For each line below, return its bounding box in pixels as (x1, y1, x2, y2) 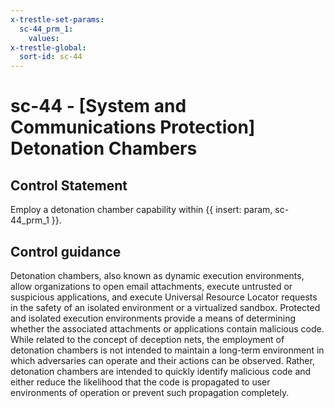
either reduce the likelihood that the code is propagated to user (10, 376, 271, 388)
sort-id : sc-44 (19, 52, 83, 62)
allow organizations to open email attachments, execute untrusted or (10, 280, 293, 292)
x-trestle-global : (10, 42, 87, 53)
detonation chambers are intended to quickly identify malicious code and (10, 365, 312, 377)
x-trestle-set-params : (10, 14, 105, 25)
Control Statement (10, 177, 128, 194)
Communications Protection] (10, 116, 256, 139)
